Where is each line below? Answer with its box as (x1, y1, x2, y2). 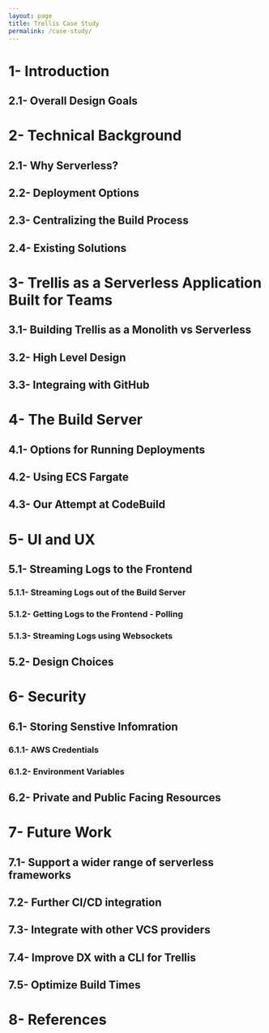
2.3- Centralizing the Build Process (8, 214, 189, 228)
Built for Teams (8, 291, 113, 309)
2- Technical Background (8, 126, 182, 145)
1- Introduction (8, 62, 110, 80)
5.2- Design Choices (8, 655, 114, 669)
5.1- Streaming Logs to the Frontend (8, 562, 193, 576)
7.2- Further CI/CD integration (8, 895, 162, 909)
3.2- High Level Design (8, 350, 126, 365)
